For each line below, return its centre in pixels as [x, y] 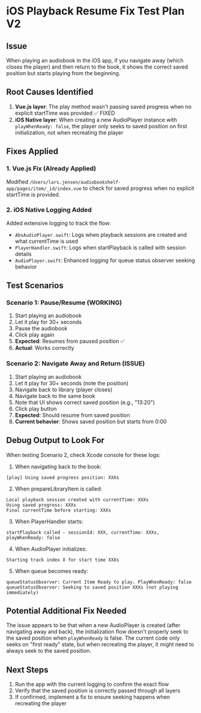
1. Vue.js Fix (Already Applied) [51, 168]
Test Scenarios [35, 286]
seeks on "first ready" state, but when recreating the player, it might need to [100, 644]
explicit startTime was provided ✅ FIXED [65, 113]
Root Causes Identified [50, 92]
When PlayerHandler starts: [49, 521]
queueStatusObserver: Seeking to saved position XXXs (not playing [92, 587]
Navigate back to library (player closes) [64, 390]
